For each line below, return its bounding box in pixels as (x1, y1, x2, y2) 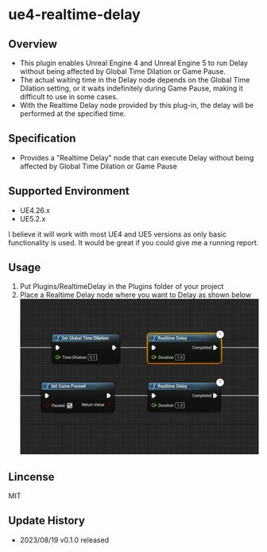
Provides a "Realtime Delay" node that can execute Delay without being (19, 152, 254, 162)
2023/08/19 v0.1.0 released (19, 535, 110, 545)
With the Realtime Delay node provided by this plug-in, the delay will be (19, 101, 254, 110)
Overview (8, 37, 58, 51)
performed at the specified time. (19, 109, 126, 118)
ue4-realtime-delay (8, 6, 141, 24)
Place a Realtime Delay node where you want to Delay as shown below (19, 290, 252, 299)
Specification (8, 132, 76, 145)
